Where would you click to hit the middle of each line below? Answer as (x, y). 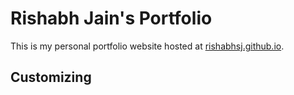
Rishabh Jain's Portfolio (111, 18)
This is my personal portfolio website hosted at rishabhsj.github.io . (147, 46)
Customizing (51, 77)
